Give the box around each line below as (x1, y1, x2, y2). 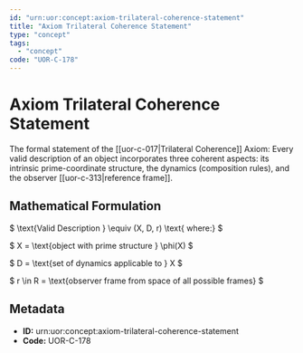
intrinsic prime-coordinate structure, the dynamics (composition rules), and (9, 162, 290, 173)
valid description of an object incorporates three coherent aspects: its (9, 153, 270, 164)
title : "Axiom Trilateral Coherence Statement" (9, 22, 193, 31)
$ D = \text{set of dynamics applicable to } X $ (9, 257, 183, 268)
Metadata (9, 301, 65, 317)
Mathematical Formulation (9, 198, 161, 214)
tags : (9, 38, 30, 48)
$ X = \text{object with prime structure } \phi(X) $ (9, 240, 194, 251)
